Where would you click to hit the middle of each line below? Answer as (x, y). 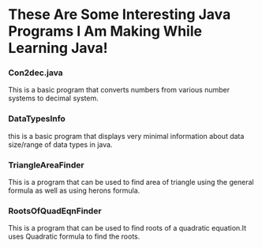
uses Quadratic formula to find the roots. (74, 237)
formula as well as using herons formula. (74, 190)
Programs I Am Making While (105, 31)
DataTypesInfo (37, 118)
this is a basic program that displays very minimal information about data (126, 136)
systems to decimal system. (53, 98)
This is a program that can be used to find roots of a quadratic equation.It (127, 228)
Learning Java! (58, 48)
